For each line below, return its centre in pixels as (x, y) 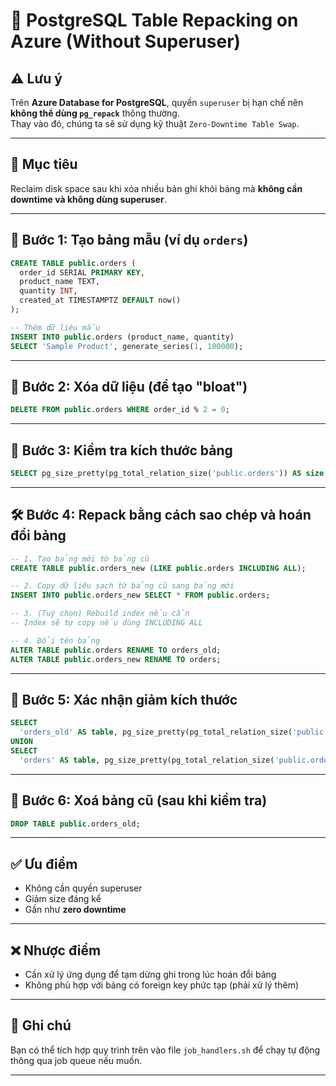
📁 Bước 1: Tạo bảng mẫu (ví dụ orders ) (129, 240)
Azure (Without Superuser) (126, 41)
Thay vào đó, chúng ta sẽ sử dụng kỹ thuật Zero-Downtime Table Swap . (155, 123)
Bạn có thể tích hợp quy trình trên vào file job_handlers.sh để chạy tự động (165, 1050)
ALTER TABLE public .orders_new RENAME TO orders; (116, 659)
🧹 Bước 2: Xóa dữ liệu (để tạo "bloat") (129, 386)
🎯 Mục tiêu (44, 164)
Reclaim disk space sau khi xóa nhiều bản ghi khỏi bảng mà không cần (156, 188)
